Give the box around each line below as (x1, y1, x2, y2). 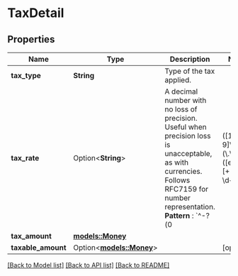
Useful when (164, 122, 207, 132)
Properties (7, 33, 55, 45)
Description (169, 55, 210, 64)
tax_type (11, 71, 41, 80)
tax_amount (11, 231, 52, 241)
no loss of (164, 104, 198, 114)
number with (164, 96, 207, 105)
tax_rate (11, 153, 40, 162)
